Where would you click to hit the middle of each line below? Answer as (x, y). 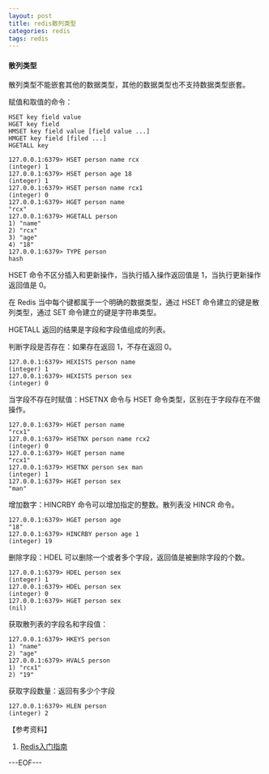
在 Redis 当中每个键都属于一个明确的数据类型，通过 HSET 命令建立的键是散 (134, 302)
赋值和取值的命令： (41, 102)
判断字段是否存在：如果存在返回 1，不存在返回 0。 (92, 347)
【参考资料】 (30, 729)
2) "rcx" (23, 231)
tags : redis (28, 38)
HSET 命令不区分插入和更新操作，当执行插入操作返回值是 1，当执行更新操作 (135, 275)
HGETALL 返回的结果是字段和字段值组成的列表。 (89, 330)
